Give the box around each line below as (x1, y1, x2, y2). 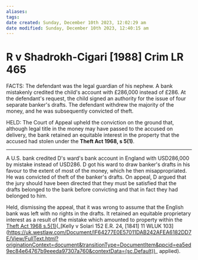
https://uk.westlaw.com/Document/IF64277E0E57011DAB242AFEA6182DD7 (8, 229, 192, 236)
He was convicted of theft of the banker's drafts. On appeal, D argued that (6, 173, 187, 180)
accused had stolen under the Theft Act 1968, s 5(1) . (6, 138, 135, 145)
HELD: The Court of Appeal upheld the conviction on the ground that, (6, 119, 174, 126)
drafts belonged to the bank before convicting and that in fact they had (6, 186, 179, 193)
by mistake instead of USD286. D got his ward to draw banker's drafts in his (6, 161, 190, 168)
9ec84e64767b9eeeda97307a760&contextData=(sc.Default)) (6, 248, 156, 255)
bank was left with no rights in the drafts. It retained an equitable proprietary (6, 210, 192, 217)
